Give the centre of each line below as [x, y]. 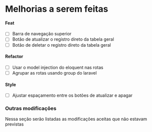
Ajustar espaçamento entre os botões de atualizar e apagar [72, 95]
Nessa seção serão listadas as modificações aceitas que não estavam [76, 119]
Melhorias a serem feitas [57, 9]
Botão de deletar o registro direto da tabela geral [61, 45]
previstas [15, 124]
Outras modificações [31, 108]
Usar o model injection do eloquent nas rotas [58, 67]
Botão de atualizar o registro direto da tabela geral [63, 39]
